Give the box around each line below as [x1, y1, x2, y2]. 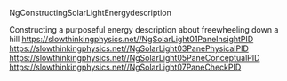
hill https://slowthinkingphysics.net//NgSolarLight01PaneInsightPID [9, 34, 254, 44]
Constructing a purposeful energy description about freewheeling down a [9, 25, 279, 34]
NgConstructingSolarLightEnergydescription [9, 8, 171, 18]
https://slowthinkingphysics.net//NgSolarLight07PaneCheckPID [9, 62, 242, 72]
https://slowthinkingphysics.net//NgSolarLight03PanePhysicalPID [9, 43, 249, 54]
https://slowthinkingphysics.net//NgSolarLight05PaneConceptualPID [9, 53, 260, 63]
